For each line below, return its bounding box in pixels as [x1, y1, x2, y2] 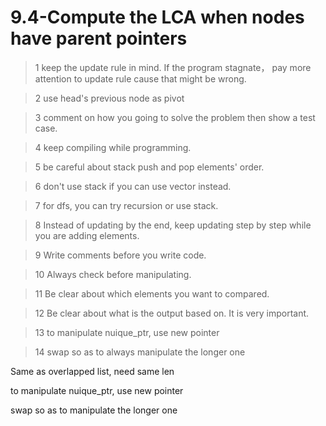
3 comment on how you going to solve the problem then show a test [34, 111, 316, 123]
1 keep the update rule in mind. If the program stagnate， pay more [34, 61, 312, 73]
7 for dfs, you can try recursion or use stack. [34, 199, 219, 211]
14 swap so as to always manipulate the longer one [34, 346, 246, 358]
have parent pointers [10, 27, 188, 50]
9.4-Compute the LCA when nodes [10, 6, 305, 29]
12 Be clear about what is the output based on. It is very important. [34, 307, 310, 319]
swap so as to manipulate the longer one [10, 404, 178, 416]
